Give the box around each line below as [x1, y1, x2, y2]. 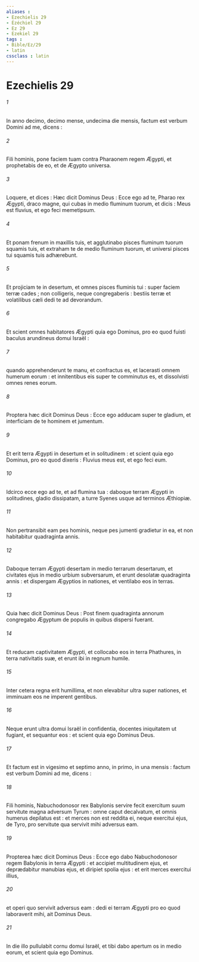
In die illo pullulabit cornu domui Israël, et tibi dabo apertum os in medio [6, 942, 182, 950]
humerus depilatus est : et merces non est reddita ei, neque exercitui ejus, [6, 814, 188, 822]
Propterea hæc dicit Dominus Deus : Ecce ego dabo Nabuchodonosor [6, 853, 178, 860]
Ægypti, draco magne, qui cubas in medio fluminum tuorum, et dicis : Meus [6, 200, 191, 207]
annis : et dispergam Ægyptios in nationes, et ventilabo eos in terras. [6, 578, 175, 585]
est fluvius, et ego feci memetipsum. [6, 207, 96, 214]
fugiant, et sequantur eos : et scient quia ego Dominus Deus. [6, 731, 155, 739]
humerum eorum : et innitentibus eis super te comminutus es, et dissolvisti [6, 373, 189, 380]
